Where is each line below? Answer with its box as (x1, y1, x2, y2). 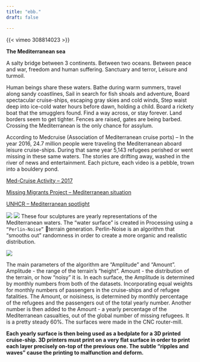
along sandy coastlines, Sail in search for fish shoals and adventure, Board (6, 90, 190, 97)
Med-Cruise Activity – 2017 (6, 177, 73, 184)
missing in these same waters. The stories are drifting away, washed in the (6, 152, 190, 159)
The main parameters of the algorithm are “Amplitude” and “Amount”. (6, 261, 176, 268)
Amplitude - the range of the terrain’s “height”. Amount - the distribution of (6, 267, 189, 274)
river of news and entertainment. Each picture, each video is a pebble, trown (6, 159, 195, 166)
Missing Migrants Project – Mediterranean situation (6, 188, 131, 195)
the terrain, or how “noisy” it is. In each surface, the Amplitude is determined (6, 273, 195, 280)
